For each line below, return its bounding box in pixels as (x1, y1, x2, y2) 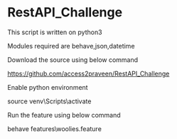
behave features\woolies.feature (7, 124, 102, 133)
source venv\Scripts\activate (7, 97, 92, 105)
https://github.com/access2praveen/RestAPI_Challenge (7, 69, 170, 78)
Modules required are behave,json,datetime (7, 41, 135, 50)
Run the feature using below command (7, 110, 121, 119)
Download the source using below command (7, 55, 139, 64)
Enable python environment (7, 83, 88, 91)
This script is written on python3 (7, 28, 102, 36)
